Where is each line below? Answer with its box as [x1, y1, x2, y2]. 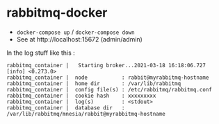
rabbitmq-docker [6, 5, 108, 21]
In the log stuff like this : [6, 48, 76, 57]
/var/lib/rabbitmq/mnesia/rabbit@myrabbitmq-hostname [6, 110, 166, 117]
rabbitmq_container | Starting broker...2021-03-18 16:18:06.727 [6, 62, 206, 69]
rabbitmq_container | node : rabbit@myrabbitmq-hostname [6, 74, 209, 81]
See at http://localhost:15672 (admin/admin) [16, 35, 143, 43]
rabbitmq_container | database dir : [6, 104, 126, 112]
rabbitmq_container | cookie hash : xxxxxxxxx [6, 92, 156, 99]
